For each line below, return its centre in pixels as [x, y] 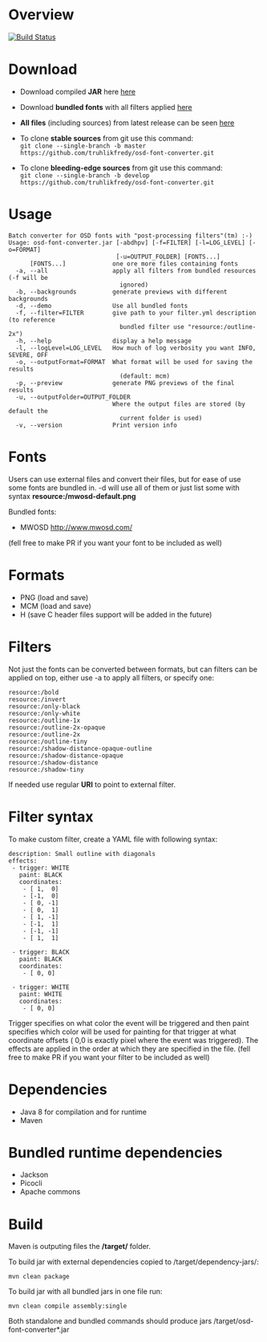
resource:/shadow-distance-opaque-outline [80, 748]
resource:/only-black [44, 706]
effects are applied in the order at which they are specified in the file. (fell [129, 1048]
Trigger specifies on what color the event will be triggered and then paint [129, 1023]
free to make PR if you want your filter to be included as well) [109, 1057]
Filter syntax [51, 817]
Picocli [31, 1183]
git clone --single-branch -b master [83, 146]
